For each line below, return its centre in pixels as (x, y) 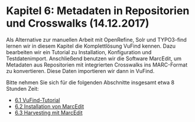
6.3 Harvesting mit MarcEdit (48, 113)
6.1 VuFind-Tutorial (37, 100)
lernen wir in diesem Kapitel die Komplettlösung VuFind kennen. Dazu (91, 46)
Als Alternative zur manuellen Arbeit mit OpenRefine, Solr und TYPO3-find (97, 39)
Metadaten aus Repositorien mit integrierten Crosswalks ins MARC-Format (97, 65)
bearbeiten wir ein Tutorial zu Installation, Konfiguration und (79, 52)
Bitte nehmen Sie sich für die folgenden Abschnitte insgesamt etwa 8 (90, 82)
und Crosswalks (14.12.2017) (78, 23)
